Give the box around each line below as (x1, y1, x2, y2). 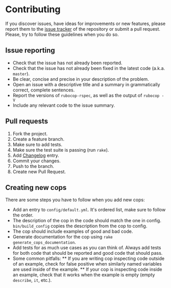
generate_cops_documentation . (12, 239, 77, 246)
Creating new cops (5, 183, 67, 192)
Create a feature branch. (12, 136, 65, 142)
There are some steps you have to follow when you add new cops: (5, 197, 145, 203)
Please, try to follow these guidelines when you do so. (5, 31, 119, 37)
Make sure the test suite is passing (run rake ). (12, 147, 109, 153)
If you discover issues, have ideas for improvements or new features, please (5, 20, 166, 27)
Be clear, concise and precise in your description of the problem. (12, 76, 149, 82)
